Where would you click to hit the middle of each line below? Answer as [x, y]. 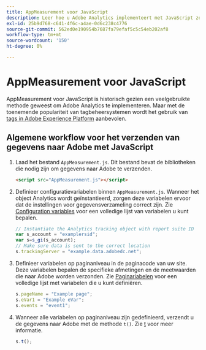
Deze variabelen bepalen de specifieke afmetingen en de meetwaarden [105, 270]
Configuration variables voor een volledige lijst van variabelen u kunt [102, 211]
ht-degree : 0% [25, 47]
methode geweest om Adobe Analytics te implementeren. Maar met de [96, 105]
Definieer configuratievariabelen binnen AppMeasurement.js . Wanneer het [107, 191]
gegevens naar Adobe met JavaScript [80, 147]
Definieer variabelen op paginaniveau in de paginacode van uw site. [101, 263]
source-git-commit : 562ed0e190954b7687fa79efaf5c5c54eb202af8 [87, 29]
